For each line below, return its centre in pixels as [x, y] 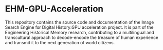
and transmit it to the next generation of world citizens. [60, 42]
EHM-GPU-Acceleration [54, 9]
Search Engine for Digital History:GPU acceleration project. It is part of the [79, 27]
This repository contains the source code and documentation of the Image [80, 22]
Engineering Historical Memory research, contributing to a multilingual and [80, 32]
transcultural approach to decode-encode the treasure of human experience [82, 37]
